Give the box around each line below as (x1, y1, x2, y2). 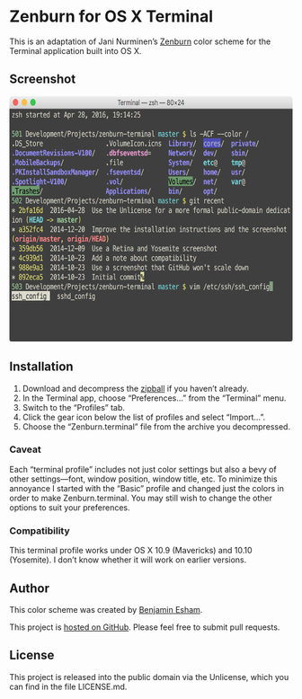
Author (9, 580, 49, 596)
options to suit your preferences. (9, 501, 130, 513)
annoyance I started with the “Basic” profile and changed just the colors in (9, 482, 285, 493)
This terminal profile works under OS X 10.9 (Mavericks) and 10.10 (9, 545, 253, 556)
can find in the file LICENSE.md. (9, 681, 128, 692)
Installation (9, 359, 74, 375)
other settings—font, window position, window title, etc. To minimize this (9, 473, 278, 484)
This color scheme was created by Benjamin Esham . (9, 604, 203, 615)
